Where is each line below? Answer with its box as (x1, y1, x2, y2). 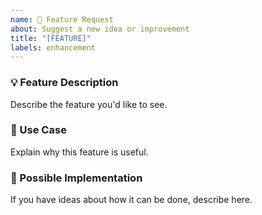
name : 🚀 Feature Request (10, 14, 114, 25)
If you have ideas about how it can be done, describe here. (10, 194, 253, 206)
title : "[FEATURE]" (10, 33, 92, 43)
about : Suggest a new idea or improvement (10, 24, 190, 34)
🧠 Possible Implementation (10, 171, 143, 185)
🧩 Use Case (10, 123, 67, 137)
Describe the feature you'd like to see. (10, 98, 168, 110)
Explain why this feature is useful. (10, 146, 149, 158)
